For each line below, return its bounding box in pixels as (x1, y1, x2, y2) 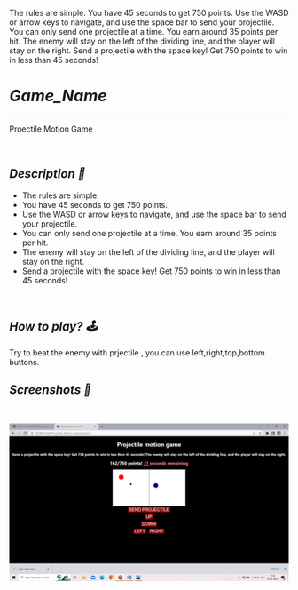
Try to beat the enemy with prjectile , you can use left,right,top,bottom (9, 347, 266, 358)
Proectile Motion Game (9, 124, 93, 134)
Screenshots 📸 (9, 382, 91, 397)
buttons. (9, 356, 40, 367)
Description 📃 (9, 166, 86, 181)
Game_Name (9, 86, 108, 106)
